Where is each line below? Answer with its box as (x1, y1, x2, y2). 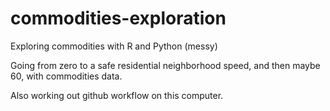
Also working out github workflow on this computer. (10, 89, 224, 101)
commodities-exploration (10, 7, 227, 30)
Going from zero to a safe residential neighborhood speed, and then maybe (10, 59, 321, 71)
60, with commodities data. (10, 70, 123, 82)
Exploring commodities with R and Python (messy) (10, 40, 218, 52)
